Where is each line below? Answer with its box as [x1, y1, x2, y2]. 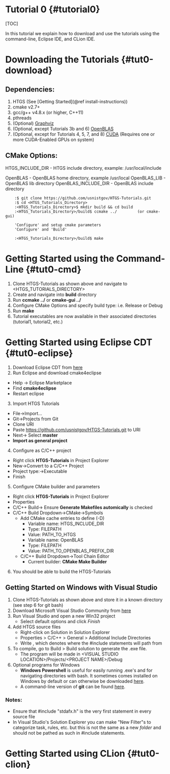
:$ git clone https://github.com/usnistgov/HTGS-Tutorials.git [14, 195, 152, 200]
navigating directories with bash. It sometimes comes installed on [20, 673, 158, 679]
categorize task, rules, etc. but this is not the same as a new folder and [12, 724, 161, 731]
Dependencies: [5, 85, 55, 94]
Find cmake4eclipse [12, 385, 57, 391]
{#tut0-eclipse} [5, 347, 73, 359]
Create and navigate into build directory [12, 291, 97, 298]
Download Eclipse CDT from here [12, 364, 83, 370]
